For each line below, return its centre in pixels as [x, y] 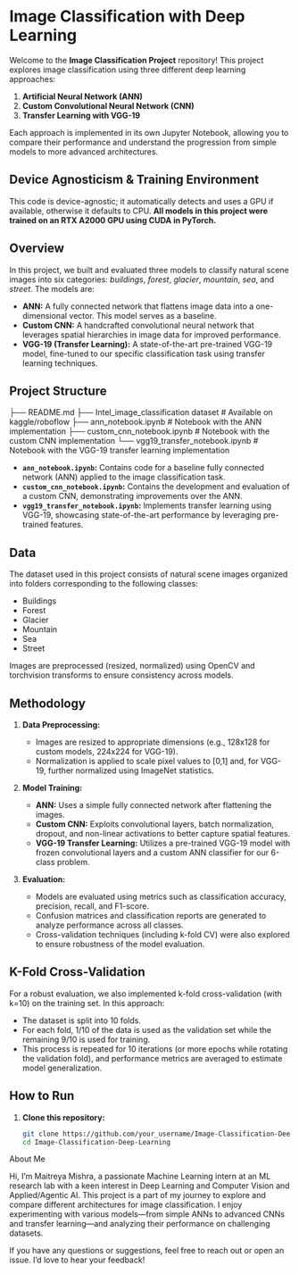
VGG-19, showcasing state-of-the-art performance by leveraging [141, 515]
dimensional [45, 315]
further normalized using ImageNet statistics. [131, 770]
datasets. [26, 1233]
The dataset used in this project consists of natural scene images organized [149, 574]
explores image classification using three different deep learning [128, 70]
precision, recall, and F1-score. [92, 906]
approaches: [33, 79]
